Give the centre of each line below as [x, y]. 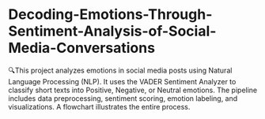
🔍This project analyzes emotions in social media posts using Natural [120, 70]
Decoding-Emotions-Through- [110, 15]
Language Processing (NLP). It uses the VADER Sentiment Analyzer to [122, 81]
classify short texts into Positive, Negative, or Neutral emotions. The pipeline [133, 90]
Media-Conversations [82, 48]
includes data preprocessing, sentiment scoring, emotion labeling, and [123, 98]
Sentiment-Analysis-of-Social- [112, 31]
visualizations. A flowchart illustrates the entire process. [99, 106]
